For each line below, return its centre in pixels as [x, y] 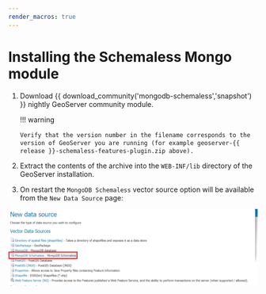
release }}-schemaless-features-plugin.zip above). [106, 151]
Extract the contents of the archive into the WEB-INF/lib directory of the [136, 166]
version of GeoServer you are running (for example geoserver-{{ [129, 143]
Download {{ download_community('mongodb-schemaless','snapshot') [135, 96]
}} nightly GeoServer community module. [87, 104]
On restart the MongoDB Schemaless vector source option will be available [137, 189]
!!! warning [37, 120]
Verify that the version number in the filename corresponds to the [135, 135]
